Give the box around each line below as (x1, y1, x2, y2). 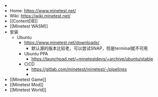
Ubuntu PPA (24, 51, 48, 56)
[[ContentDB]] (9, 18, 38, 24)
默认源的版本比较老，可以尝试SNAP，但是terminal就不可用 (31, 46, 148, 51)
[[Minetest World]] (9, 87, 47, 93)
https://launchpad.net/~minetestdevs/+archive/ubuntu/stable (31, 56, 154, 62)
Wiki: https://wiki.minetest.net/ (9, 13, 71, 18)
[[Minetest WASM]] (9, 23, 48, 29)
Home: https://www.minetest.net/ (9, 8, 76, 14)
